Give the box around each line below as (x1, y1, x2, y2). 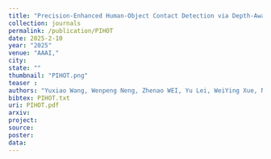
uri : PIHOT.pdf (8, 101, 60, 109)
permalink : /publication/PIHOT (8, 26, 114, 35)
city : (8, 57, 27, 65)
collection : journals (8, 19, 81, 27)
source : (8, 124, 35, 132)
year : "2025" (8, 42, 52, 50)
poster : (8, 131, 35, 139)
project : (8, 116, 38, 124)
